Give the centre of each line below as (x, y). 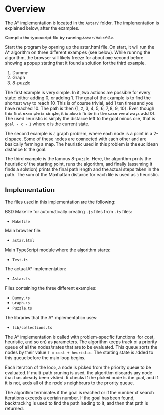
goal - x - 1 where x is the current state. (47, 124)
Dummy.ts (21, 298)
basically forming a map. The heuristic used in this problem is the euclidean (82, 144)
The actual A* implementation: (36, 269)
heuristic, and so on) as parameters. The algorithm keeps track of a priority (81, 342)
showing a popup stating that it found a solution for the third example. (76, 63)
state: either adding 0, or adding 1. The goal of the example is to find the (78, 98)
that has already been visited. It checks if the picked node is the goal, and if (82, 377)
